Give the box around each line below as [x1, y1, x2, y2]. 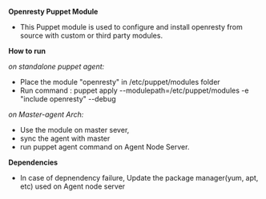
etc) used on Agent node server [19, 181, 126, 191]
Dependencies [8, 157, 58, 167]
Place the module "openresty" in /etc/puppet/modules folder [19, 78, 220, 86]
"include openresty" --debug [19, 94, 116, 103]
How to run [8, 46, 46, 55]
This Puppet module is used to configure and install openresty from [19, 22, 243, 31]
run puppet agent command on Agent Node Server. [19, 142, 190, 151]
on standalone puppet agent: [8, 62, 105, 71]
